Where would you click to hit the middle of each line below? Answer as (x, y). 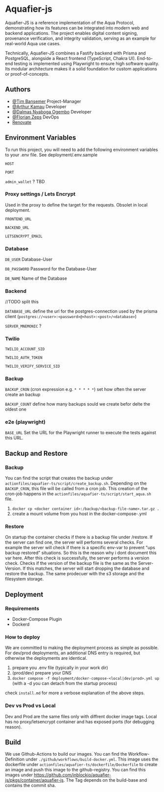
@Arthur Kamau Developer (39, 106)
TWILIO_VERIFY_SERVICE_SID (33, 366)
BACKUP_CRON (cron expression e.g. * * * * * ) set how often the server (76, 389)
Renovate (22, 122)
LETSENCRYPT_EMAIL (24, 236)
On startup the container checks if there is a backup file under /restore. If (79, 537)
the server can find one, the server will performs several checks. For (74, 542)
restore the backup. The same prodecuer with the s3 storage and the (75, 574)
